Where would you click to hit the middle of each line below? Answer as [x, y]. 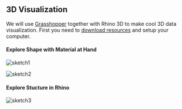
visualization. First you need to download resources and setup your [87, 30]
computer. [18, 36]
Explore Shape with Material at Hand [51, 50]
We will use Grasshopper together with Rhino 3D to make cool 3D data [91, 23]
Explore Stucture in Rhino [38, 87]
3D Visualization [37, 10]
